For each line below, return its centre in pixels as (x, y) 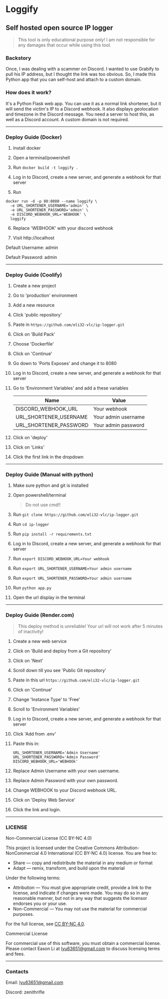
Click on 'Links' (29, 447)
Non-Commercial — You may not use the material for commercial (80, 909)
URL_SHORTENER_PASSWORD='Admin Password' (56, 757)
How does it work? (29, 93)
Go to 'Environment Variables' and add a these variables (71, 388)
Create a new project (34, 286)
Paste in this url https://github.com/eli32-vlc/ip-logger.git (76, 680)
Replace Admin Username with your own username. (66, 771)
